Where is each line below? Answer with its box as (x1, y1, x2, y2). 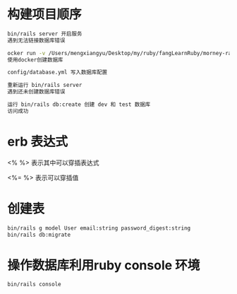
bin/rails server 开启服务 (7, 30, 83, 37)
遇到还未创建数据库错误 (7, 88, 66, 95)
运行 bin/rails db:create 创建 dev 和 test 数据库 (7, 101, 151, 108)
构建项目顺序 (7, 6, 83, 23)
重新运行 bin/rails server (7, 82, 83, 89)
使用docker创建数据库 (7, 56, 63, 64)
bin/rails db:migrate (7, 231, 71, 238)
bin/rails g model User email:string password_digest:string (7, 224, 191, 232)
